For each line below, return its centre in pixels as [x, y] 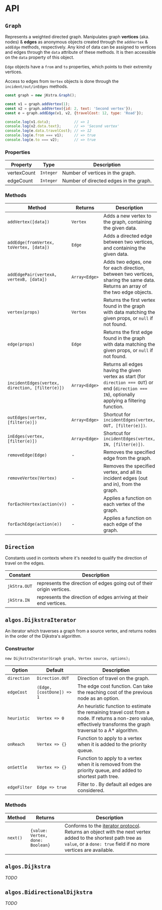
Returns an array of [125, 286]
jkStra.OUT [20, 586]
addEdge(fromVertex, [31, 243]
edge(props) [21, 344]
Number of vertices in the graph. [99, 173]
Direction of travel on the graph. [113, 678]
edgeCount [20, 181]
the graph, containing [128, 222]
